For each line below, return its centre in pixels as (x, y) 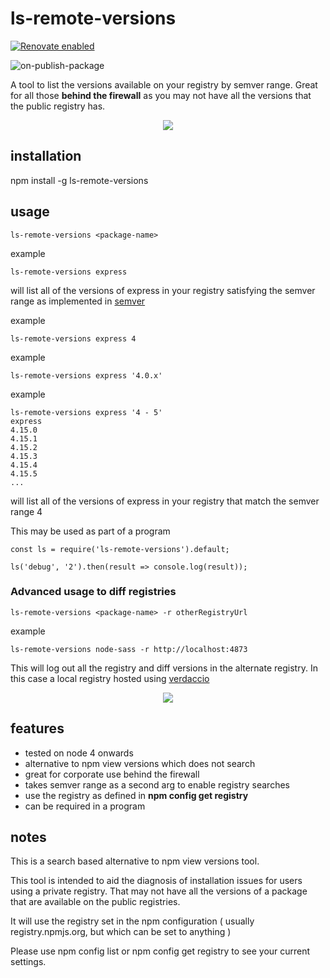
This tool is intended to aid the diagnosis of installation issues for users (156, 881)
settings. (28, 962)
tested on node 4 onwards (79, 753)
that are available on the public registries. (95, 902)
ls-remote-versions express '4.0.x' (86, 375)
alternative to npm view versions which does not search (140, 763)
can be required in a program (85, 806)
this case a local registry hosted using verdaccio (110, 678)
